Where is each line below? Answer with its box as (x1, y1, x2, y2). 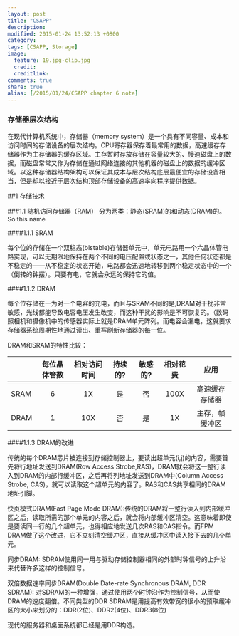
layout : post (7, 10, 46, 18)
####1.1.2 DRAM (7, 284, 55, 293)
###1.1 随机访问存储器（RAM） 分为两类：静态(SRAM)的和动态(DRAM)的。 (7, 207, 226, 216)
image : (7, 51, 27, 58)
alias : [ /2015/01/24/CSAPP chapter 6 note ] (7, 90, 139, 97)
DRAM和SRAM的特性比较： (7, 341, 87, 350)
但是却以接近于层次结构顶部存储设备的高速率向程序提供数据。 (19, 177, 201, 185)
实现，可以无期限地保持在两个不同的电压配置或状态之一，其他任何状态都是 (13, 252, 232, 261)
